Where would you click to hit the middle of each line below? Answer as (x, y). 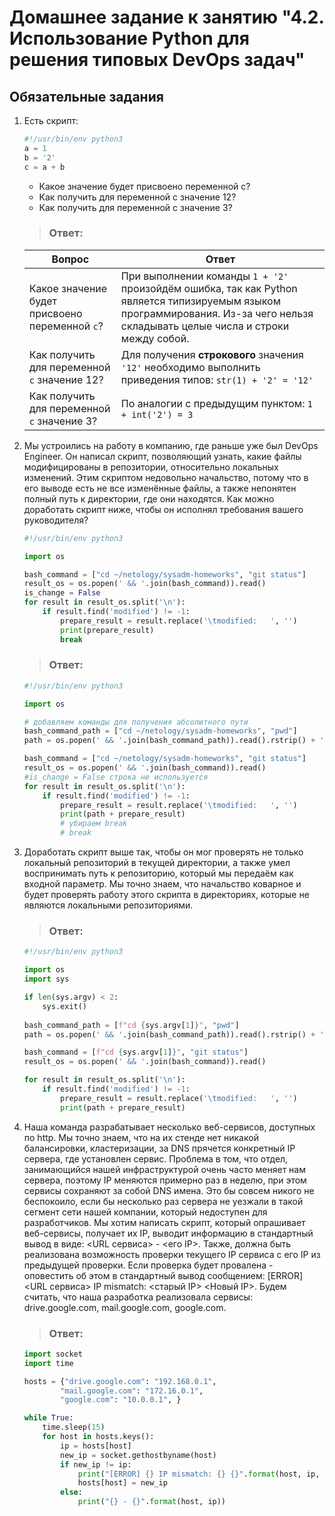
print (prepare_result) (107, 630)
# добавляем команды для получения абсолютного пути (136, 722)
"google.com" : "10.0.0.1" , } (121, 1400)
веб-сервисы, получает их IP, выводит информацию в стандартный (168, 1233)
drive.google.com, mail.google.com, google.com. (125, 1307)
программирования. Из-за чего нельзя (217, 313)
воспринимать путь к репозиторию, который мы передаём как (158, 873)
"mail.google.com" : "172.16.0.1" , (132, 1391)
